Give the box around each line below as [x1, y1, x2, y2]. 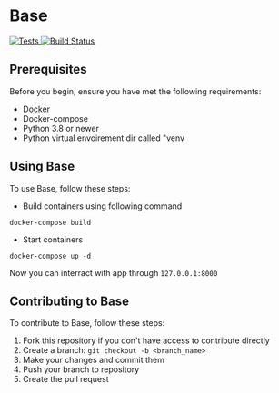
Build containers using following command [22, 201, 183, 211]
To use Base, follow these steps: [9, 182, 131, 193]
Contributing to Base [9, 293, 130, 309]
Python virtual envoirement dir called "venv [22, 133, 184, 143]
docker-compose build [9, 218, 92, 227]
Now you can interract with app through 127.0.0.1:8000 [9, 267, 218, 278]
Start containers [22, 233, 84, 245]
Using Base [9, 159, 75, 174]
